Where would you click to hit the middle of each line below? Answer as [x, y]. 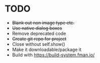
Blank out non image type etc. [43, 23]
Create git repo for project [39, 39]
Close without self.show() [39, 44]
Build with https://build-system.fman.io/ [53, 55]
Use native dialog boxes [37, 28]
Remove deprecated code [39, 33]
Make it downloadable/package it [47, 49]
